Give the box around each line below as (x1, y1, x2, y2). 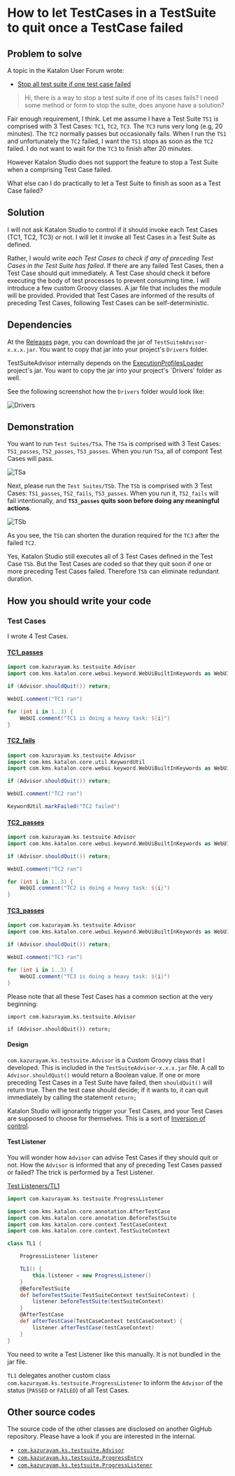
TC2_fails (7, 737, 36, 745)
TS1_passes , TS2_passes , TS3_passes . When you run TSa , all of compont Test (7, 447, 222, 455)
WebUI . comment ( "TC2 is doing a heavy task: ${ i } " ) (20, 885, 171, 892)
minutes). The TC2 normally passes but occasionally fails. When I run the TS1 (7, 130, 227, 137)
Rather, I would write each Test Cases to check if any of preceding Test (7, 254, 213, 262)
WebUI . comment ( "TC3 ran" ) (7, 954, 83, 961)
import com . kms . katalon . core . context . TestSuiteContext (7, 1228, 171, 1235)
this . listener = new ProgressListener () (32, 1272, 152, 1279)
